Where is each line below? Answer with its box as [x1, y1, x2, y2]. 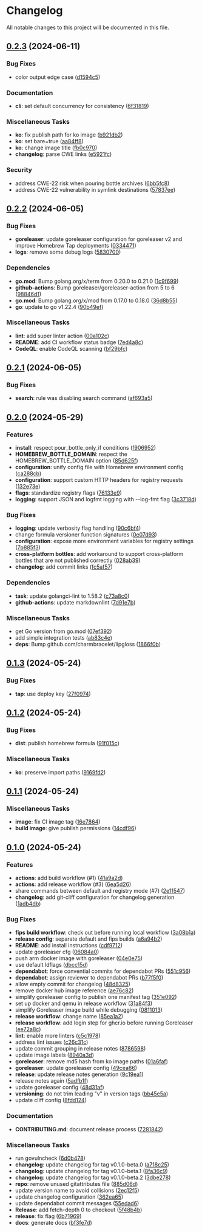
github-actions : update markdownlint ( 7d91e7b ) [15, 598, 136, 606]
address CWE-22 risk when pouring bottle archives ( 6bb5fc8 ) [15, 180, 170, 187]
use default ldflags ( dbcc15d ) [15, 961, 89, 969]
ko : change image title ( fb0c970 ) [15, 144, 98, 152]
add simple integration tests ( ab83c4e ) [15, 634, 113, 641]
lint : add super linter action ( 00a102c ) [15, 332, 110, 339]
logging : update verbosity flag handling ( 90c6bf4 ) [15, 524, 141, 532]
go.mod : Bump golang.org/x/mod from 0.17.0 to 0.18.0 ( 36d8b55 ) [15, 297, 178, 304]
